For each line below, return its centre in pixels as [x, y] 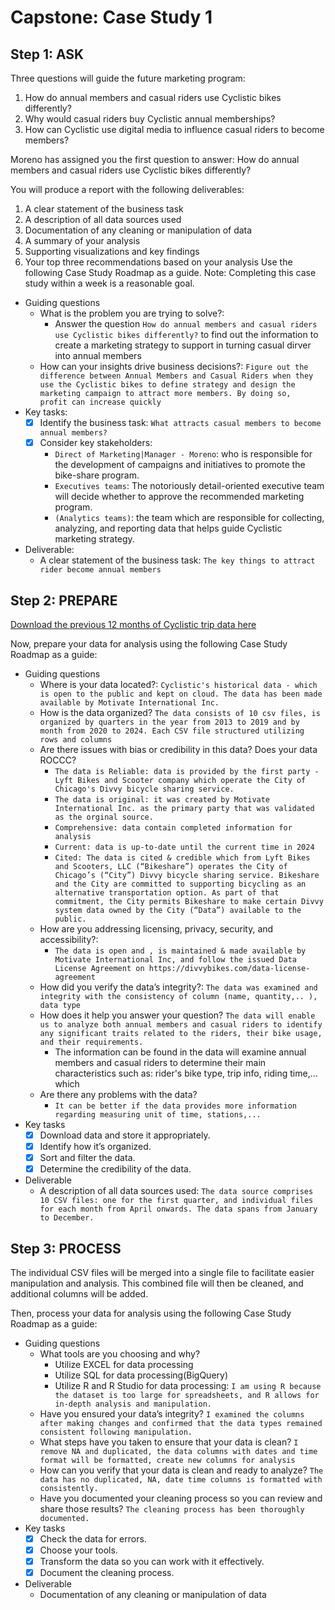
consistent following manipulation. [116, 1432]
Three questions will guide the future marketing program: [128, 78]
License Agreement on [99, 968]
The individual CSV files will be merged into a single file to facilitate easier [162, 1272]
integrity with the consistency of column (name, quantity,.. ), [178, 996]
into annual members [98, 355]
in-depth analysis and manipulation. [133, 1404]
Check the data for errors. [93, 1539]
